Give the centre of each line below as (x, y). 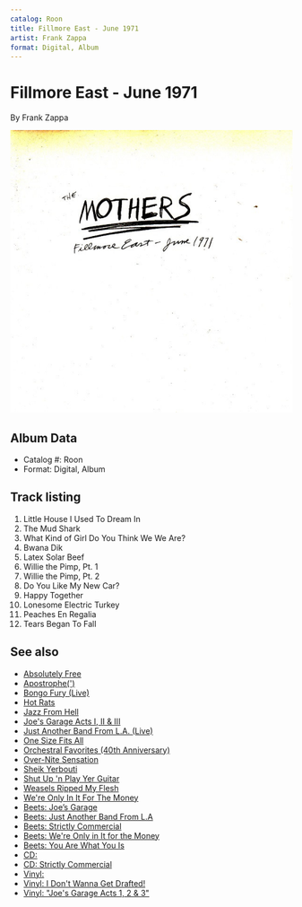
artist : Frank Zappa (49, 38)
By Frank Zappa (39, 118)
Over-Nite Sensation (61, 759)
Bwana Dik (43, 547)
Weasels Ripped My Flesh (71, 788)
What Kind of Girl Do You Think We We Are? (104, 537)
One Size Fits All (53, 740)
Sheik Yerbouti (50, 769)
